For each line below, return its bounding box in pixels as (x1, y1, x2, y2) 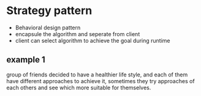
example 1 (6, 54, 46, 65)
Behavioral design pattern (15, 24, 81, 31)
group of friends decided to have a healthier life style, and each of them (6, 71, 188, 78)
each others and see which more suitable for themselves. (6, 84, 151, 91)
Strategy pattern (6, 4, 93, 18)
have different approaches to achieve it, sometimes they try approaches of (6, 77, 195, 84)
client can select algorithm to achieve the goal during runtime (15, 37, 170, 44)
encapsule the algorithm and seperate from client (15, 30, 140, 37)
